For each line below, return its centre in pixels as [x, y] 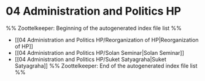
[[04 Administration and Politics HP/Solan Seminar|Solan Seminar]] [99, 52]
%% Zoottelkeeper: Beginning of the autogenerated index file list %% [94, 28]
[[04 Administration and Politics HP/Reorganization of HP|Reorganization [106, 40]
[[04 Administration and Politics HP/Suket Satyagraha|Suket [90, 59]
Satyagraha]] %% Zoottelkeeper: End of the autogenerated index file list [106, 66]
